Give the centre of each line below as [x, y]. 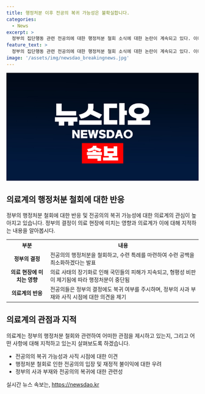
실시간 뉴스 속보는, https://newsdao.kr [53, 384]
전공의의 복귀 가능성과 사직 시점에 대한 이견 [67, 356]
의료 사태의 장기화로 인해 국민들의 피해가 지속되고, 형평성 [117, 272]
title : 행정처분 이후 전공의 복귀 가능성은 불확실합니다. [68, 13]
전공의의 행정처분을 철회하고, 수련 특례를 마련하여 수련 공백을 [122, 255]
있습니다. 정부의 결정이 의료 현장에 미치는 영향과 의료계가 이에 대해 [101, 223]
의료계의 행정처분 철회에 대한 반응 [66, 199]
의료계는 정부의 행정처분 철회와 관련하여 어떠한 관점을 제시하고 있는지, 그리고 [98, 335]
